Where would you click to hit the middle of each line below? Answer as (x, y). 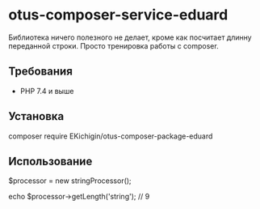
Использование (50, 161)
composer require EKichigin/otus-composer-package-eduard (111, 136)
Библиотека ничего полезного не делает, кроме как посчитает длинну (130, 37)
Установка (36, 116)
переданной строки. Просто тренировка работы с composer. (114, 45)
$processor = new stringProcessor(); (70, 181)
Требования (40, 72)
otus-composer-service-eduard (118, 15)
